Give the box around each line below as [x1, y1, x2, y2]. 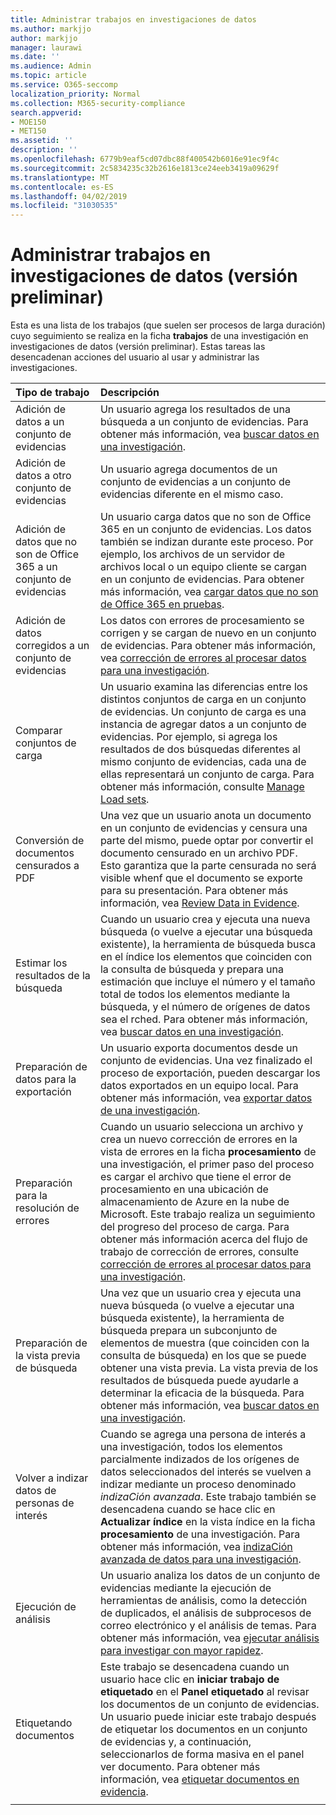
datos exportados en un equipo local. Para [99, 1079, 299, 1093]
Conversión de [15, 834, 85, 848]
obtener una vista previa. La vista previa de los [99, 1361, 319, 1375]
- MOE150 [10, 117, 47, 127]
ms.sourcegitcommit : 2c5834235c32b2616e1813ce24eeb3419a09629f [10, 163, 280, 173]
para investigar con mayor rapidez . [99, 1644, 264, 1658]
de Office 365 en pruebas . [99, 597, 225, 611]
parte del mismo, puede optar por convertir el [99, 834, 314, 848]
